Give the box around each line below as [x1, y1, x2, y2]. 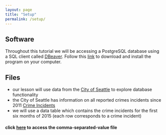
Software [5, 35, 34, 43]
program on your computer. [5, 59, 62, 65]
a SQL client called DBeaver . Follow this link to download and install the [5, 53, 152, 60]
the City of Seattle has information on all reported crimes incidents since [12, 97, 162, 103]
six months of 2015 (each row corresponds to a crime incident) [12, 113, 142, 119]
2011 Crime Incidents [12, 103, 56, 108]
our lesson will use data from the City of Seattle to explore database [12, 87, 153, 92]
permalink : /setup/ [5, 16, 46, 21]
